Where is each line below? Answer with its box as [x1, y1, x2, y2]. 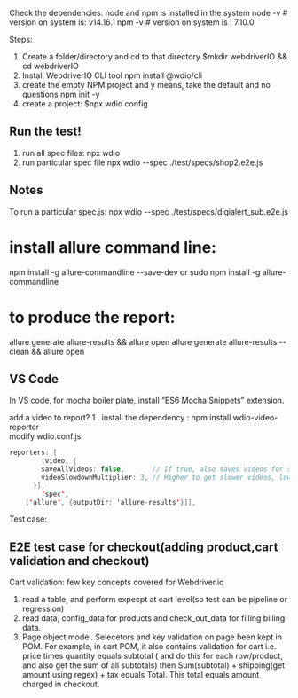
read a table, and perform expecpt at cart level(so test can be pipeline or [21, 594, 288, 605]
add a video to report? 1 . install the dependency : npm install [9, 412, 231, 423]
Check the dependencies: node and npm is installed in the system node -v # [9, 8, 288, 18]
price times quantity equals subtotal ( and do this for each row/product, [21, 651, 284, 662]
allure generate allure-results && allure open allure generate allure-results [9, 336, 278, 347]
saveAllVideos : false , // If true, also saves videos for [41, 465, 284, 474]
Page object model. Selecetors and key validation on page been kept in [21, 631, 282, 642]
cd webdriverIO [21, 61, 80, 71]
